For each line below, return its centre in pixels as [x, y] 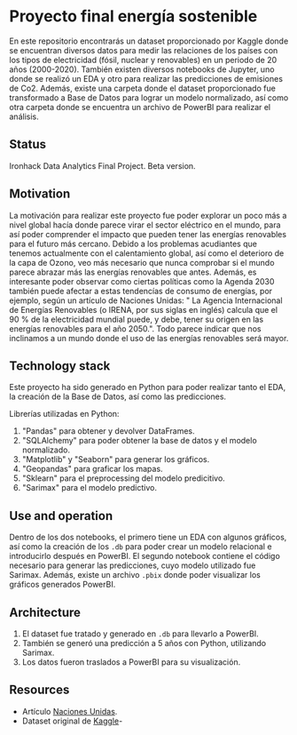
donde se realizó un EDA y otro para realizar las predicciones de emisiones [146, 78]
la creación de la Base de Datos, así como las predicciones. [118, 396]
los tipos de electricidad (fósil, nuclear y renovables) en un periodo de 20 [143, 60]
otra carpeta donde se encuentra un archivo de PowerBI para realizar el [140, 107]
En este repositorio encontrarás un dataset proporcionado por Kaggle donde [149, 41]
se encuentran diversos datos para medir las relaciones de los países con [144, 50]
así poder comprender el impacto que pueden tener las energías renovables [148, 234]
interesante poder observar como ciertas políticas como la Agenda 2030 [142, 281]
